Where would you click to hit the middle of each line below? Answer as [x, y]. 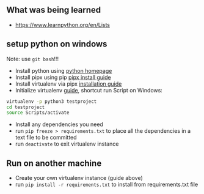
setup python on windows [57, 44]
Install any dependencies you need [59, 124]
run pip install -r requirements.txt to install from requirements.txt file [107, 185]
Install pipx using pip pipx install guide [63, 77]
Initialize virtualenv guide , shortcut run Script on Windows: [89, 90]
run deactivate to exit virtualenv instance [67, 144]
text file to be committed [46, 138]
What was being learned [54, 10]
